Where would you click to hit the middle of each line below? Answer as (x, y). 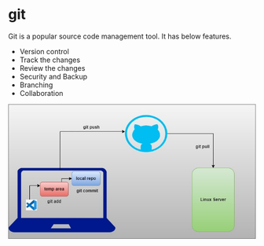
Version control (44, 51)
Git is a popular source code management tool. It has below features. (120, 36)
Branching (36, 85)
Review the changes (52, 68)
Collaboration (41, 93)
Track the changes (50, 60)
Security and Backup (53, 76)
